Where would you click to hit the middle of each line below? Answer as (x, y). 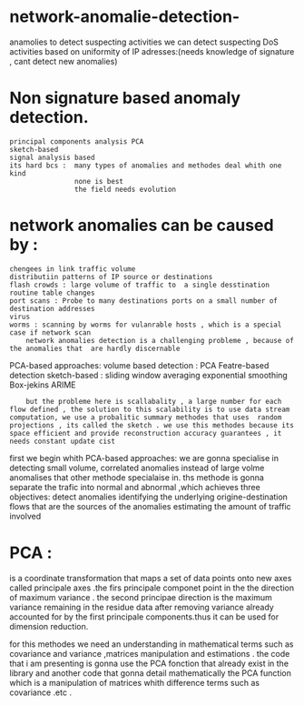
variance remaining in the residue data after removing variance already (142, 607)
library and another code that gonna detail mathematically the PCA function (151, 673)
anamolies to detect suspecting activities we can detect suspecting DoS (144, 42)
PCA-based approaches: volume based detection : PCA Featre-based (139, 365)
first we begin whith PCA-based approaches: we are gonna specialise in (144, 458)
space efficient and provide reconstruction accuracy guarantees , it (146, 433)
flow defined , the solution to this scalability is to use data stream (150, 409)
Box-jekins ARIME (43, 385)
